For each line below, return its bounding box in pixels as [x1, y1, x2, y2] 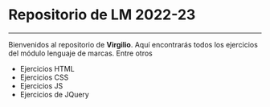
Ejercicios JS [19, 80, 63, 90]
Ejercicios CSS [19, 72, 69, 82]
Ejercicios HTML [19, 64, 75, 73]
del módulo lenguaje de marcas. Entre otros [8, 48, 153, 58]
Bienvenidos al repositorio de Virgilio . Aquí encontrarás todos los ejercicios [8, 39, 259, 49]
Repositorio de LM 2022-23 [8, 6, 196, 24]
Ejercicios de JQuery [19, 89, 90, 99]
